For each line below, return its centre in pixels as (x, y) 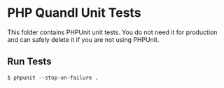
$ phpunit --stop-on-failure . (53, 78)
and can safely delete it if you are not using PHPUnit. (83, 39)
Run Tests (29, 62)
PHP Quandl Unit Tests (74, 13)
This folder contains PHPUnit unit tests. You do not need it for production (112, 32)
